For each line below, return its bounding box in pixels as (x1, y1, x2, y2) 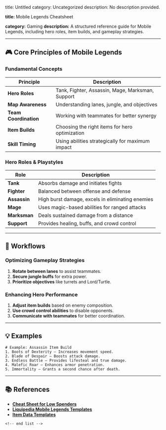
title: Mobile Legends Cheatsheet (5, 14, 74, 19)
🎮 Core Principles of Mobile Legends (5, 48, 123, 56)
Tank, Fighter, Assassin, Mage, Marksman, (55, 87, 154, 94)
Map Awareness (7, 101, 47, 108)
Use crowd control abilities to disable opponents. (12, 307, 114, 314)
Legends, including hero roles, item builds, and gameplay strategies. (5, 29, 144, 34)
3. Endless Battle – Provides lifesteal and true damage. (5, 358, 127, 363)
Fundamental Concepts (5, 65, 63, 72)
